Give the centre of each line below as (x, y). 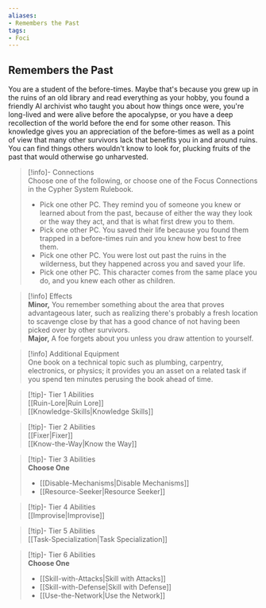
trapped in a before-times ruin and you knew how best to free (140, 239)
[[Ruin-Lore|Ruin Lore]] (66, 403)
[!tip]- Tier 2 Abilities (62, 427)
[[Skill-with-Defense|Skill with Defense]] (106, 587)
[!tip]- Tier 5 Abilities (61, 531)
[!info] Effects (50, 296)
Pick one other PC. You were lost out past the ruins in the (133, 255)
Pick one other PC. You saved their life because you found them (144, 230)
